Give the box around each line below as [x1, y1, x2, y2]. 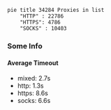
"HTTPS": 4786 [20, 19, 61, 26]
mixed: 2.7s [17, 74, 51, 83]
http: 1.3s [17, 81, 44, 90]
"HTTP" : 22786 [20, 13, 64, 20]
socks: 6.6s [17, 97, 51, 105]
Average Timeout [7, 58, 59, 67]
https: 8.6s [17, 89, 49, 97]
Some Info [7, 41, 43, 50]
